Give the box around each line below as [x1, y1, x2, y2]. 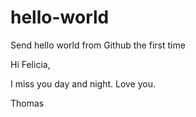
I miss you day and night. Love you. [10, 77, 157, 90]
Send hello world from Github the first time [10, 39, 186, 51]
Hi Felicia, [10, 58, 51, 70]
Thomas [10, 97, 45, 109]
